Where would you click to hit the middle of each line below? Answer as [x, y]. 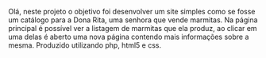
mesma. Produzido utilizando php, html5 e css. [85, 45]
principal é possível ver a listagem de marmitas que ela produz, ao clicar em [133, 28]
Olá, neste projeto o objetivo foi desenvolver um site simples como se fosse [132, 12]
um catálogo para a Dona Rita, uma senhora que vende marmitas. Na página [133, 20]
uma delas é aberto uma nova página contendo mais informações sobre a [129, 37]
